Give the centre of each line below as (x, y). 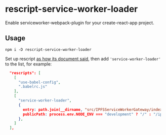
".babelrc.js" (33, 87)
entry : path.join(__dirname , (53, 109)
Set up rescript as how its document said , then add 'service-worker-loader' (83, 59)
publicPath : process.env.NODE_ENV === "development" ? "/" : (87, 114)
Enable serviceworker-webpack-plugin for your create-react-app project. (80, 23)
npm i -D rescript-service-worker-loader (48, 50)
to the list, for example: (28, 64)
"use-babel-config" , (39, 82)
